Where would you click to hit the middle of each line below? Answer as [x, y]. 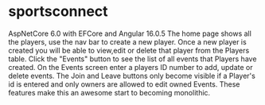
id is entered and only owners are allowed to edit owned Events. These [124, 84]
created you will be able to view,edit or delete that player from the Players [129, 50]
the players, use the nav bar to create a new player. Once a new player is [127, 41]
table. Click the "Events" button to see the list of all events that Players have [132, 59]
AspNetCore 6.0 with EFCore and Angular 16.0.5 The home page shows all [130, 33]
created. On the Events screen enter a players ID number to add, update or [131, 67]
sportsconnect [58, 12]
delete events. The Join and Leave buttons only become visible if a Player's [132, 76]
